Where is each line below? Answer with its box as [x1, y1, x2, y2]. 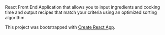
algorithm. [5, 15, 26, 20]
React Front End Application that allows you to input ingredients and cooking [5, 4, 160, 10]
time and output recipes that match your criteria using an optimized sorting [5, 9, 157, 15]
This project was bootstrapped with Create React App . [5, 24, 116, 30]
